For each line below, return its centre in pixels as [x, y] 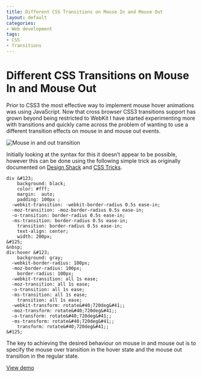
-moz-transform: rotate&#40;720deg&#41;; [65, 310]
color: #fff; [33, 189]
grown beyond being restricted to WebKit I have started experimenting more [101, 118]
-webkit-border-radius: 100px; [51, 263]
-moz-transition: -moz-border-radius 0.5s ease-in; [78, 210]
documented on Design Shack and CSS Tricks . [64, 167]
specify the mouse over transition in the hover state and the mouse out [94, 349]
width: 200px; [35, 237]
